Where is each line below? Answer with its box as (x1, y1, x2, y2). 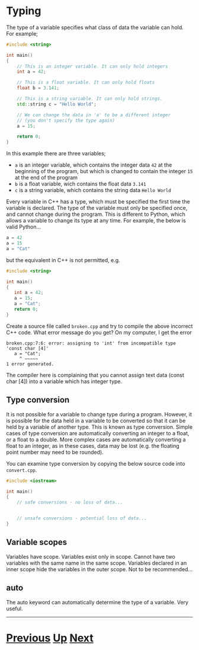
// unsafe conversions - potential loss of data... (17, 515, 147, 521)
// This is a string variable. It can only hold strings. (17, 96, 163, 102)
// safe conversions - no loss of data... (17, 499, 123, 505)
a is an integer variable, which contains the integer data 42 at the (14, 161, 172, 168)
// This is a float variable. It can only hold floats (17, 79, 155, 85)
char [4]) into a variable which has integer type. (6, 378, 123, 385)
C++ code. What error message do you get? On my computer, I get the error (6, 329, 192, 336)
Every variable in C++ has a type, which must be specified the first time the (6, 198, 191, 205)
